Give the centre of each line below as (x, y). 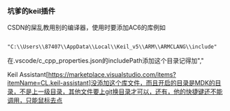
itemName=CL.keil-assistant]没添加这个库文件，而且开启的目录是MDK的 (111, 83)
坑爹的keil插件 (31, 10)
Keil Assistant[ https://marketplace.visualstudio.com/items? (92, 75)
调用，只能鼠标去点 (35, 101)
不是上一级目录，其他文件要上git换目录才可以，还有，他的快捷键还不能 (121, 91)
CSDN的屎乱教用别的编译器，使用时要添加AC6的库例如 (86, 28)
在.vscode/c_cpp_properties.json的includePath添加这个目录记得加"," (106, 61)
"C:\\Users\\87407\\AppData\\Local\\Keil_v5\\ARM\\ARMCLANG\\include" (112, 47)
